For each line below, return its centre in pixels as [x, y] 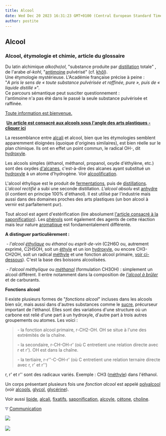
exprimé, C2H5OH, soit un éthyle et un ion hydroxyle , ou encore [70, 249]
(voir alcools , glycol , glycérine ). [37, 389]
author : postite [22, 21]
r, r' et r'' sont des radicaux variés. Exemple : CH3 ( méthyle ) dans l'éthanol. [82, 374]
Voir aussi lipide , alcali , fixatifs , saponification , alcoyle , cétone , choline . [77, 399]
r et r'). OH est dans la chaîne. [48, 350]
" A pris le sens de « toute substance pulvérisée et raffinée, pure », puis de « [83, 82]
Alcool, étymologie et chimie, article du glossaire [65, 56]
